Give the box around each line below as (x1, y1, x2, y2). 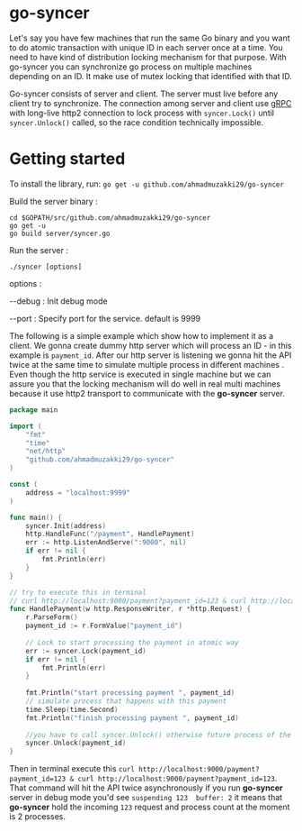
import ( (9, 422, 42, 431)
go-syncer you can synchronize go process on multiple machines (9, 61, 253, 72)
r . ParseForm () (25, 613, 78, 622)
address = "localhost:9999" (25, 488, 130, 498)
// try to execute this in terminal (9, 588, 147, 597)
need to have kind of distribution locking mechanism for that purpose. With (9, 51, 287, 62)
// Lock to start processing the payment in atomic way (25, 638, 240, 647)
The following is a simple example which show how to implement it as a (9, 330, 274, 341)
